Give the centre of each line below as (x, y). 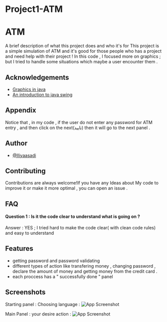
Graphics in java (29, 89)
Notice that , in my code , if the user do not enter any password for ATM (79, 122)
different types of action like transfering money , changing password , (84, 266)
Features (19, 248)
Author (16, 143)
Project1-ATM (34, 9)
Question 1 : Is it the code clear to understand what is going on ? (73, 217)
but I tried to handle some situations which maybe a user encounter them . (82, 62)
